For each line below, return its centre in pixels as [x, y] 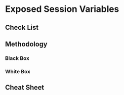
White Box [18, 71]
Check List [22, 27]
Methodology [26, 44]
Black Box [17, 58]
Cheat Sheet [25, 88]
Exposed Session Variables [62, 9]
